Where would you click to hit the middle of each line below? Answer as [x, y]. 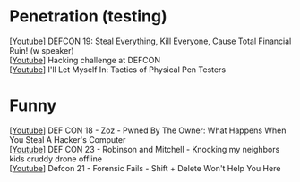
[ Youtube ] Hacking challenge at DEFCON [85, 60]
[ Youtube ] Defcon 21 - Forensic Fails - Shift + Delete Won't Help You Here [145, 168]
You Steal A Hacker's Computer [68, 139]
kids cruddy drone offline [56, 159]
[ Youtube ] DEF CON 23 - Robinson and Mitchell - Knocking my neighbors [145, 149]
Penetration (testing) [88, 17]
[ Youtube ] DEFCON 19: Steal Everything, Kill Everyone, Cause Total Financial [150, 41]
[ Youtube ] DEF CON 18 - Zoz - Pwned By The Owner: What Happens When [148, 130]
